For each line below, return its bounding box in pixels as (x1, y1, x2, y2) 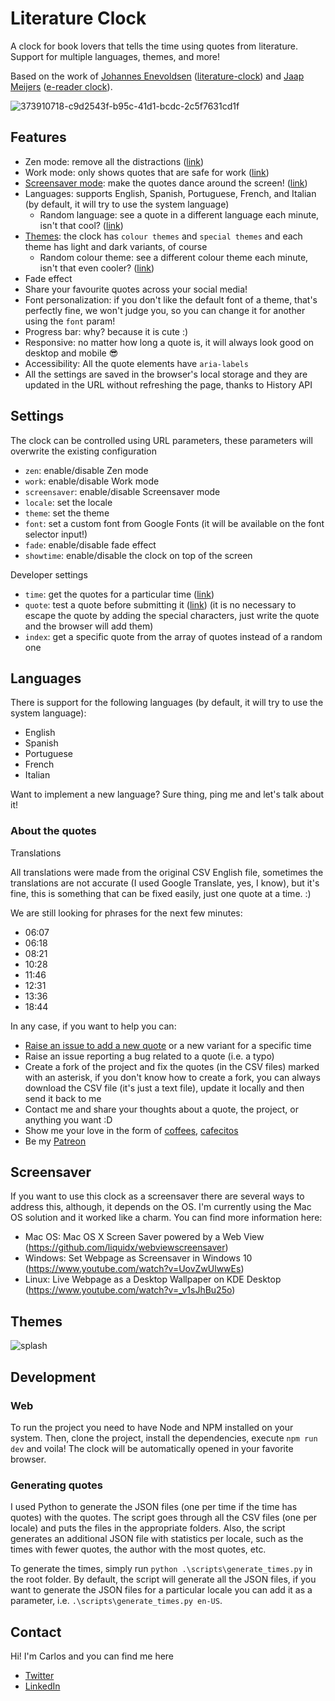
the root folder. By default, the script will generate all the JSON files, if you (10, 1573, 317, 1586)
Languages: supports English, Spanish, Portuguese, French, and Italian (24, 187, 317, 199)
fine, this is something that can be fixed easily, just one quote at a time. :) (10, 887, 312, 899)
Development (10, 1368, 97, 1386)
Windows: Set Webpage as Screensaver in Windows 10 (24, 1252, 253, 1264)
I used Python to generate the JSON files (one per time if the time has (10, 1501, 298, 1513)
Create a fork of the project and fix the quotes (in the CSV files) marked (24, 1060, 320, 1072)
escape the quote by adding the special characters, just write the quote (24, 609, 320, 621)
